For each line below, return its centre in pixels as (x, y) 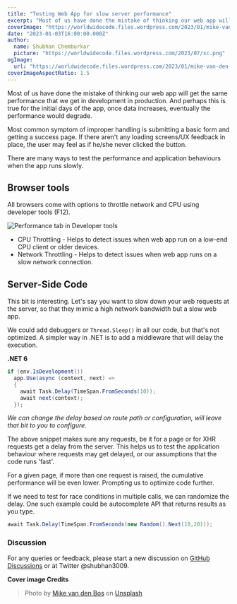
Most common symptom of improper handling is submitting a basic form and (119, 129)
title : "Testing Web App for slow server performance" (90, 14)
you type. (21, 511)
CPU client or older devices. (58, 247)
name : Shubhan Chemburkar (52, 47)
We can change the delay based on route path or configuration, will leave (115, 418)
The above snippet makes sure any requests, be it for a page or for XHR (112, 439)
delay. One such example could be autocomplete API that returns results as (117, 504)
